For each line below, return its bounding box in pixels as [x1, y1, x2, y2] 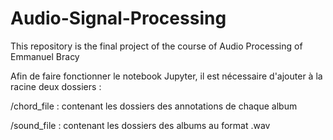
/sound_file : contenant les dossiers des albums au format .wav [10, 119, 271, 131]
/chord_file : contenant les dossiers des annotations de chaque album [10, 100, 298, 112]
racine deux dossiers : [10, 80, 102, 92]
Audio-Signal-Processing [10, 7, 227, 30]
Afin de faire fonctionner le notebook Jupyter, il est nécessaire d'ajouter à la [10, 70, 323, 82]
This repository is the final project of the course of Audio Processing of [10, 40, 303, 52]
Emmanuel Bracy [10, 50, 80, 62]
